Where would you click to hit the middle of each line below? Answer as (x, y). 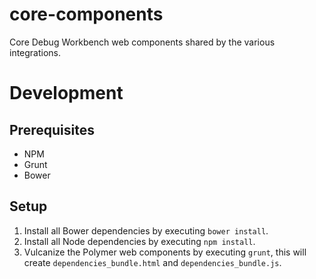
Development (66, 93)
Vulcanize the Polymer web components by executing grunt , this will (165, 252)
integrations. (35, 52)
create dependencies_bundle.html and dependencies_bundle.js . (152, 262)
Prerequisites (52, 129)
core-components (86, 14)
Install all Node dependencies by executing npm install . (139, 241)
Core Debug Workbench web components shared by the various (142, 42)
